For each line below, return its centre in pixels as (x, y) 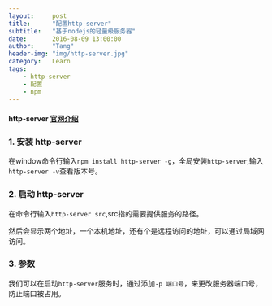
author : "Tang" (41, 46)
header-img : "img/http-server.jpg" (69, 54)
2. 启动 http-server (46, 195)
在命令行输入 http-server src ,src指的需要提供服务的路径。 (106, 213)
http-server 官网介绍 (43, 118)
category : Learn (39, 62)
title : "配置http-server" (60, 24)
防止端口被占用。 (37, 293)
